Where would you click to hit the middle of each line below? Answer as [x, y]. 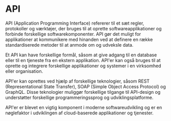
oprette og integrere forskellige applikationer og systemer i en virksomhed [83, 66]
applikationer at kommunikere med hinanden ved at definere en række [79, 39]
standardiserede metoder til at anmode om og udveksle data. [69, 45]
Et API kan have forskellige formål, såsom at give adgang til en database [81, 55]
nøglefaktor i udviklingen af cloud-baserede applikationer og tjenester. [79, 113]
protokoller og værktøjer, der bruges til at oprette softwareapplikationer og [83, 28]
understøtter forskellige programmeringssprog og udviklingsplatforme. [79, 97]
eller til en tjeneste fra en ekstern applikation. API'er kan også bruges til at [83, 60]
